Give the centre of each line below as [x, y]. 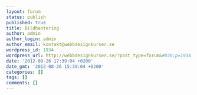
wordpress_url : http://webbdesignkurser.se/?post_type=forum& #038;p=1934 [99, 55]
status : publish [26, 17]
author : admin [24, 34]
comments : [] [22, 83]
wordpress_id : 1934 [30, 50]
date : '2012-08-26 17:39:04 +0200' [50, 61]
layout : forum [24, 12]
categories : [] [25, 72]
